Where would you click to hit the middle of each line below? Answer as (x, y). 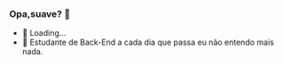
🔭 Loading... (44, 33)
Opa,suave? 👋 (40, 14)
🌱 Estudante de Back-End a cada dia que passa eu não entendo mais (148, 42)
